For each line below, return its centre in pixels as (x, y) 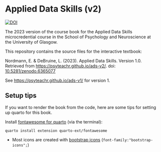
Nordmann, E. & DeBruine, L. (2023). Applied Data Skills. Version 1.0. (73, 61)
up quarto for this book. (29, 112)
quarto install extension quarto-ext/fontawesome (56, 131)
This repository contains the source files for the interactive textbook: (73, 51)
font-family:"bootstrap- (128, 140)
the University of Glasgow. (32, 42)
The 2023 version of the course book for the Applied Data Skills (69, 31)
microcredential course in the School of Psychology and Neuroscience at (78, 37)
